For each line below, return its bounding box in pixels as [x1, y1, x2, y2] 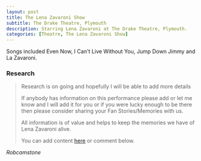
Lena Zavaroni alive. [21, 125, 71, 133]
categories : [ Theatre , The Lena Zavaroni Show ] [6, 31, 129, 37]
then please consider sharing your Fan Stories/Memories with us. [21, 107, 183, 115]
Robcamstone [6, 149, 41, 156]
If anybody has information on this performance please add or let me [21, 95, 193, 102]
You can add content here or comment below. [21, 137, 135, 145]
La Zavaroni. [6, 54, 37, 62]
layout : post [6, 8, 39, 15]
